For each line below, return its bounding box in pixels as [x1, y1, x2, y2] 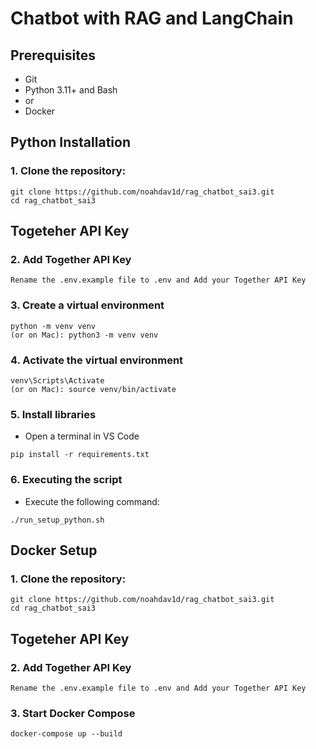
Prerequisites [10, 47, 96, 64]
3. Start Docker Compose [10, 706, 136, 720]
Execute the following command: [24, 495, 160, 507]
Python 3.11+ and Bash [24, 84, 118, 96]
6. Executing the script [10, 473, 123, 487]
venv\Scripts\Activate [10, 375, 105, 386]
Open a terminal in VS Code [24, 430, 140, 442]
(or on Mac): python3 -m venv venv [10, 330, 159, 340]
